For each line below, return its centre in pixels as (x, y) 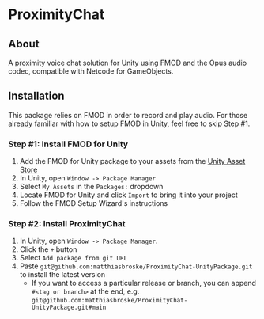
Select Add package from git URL (74, 258)
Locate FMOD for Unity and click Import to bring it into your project (129, 195)
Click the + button (48, 249)
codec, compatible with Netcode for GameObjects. (91, 71)
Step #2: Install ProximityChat (67, 224)
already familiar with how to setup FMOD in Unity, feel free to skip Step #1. (129, 123)
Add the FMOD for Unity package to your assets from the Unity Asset (132, 161)
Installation (36, 96)
